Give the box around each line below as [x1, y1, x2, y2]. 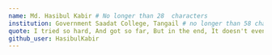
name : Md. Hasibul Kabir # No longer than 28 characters [8, 11, 208, 20]
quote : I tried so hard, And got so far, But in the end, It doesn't [8, 27, 249, 35]
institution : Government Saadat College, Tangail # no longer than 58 [8, 19, 252, 27]
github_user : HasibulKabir [8, 34, 100, 43]
